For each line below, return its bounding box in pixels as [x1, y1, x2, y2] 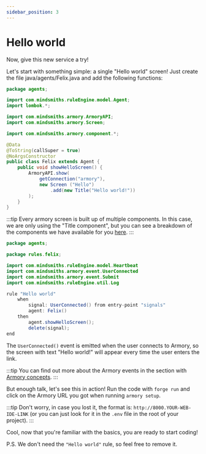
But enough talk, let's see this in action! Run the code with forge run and [6, 385, 190, 393]
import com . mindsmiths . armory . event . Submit [6, 274, 120, 280]
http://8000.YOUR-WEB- [133, 404, 192, 411]
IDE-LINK [6, 411, 29, 417]
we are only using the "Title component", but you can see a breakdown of [6, 222, 193, 229]
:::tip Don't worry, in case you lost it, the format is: [6, 403, 132, 411]
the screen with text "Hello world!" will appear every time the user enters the [6, 348, 200, 356]
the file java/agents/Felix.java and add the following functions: [6, 74, 163, 82]
